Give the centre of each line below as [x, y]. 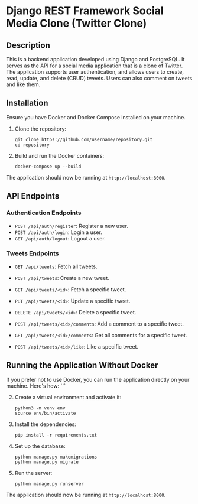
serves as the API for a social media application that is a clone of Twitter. [95, 66]
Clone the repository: [40, 129]
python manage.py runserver [49, 484]
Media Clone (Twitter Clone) [77, 23]
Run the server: [33, 473]
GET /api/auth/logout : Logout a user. [60, 238]
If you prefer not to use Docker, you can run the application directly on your [98, 379]
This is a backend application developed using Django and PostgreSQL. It [95, 59]
